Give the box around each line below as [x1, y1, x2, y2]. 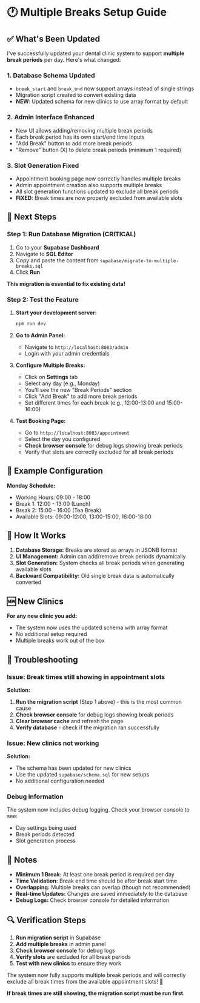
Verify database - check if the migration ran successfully [15, 724, 160, 731]
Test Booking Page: [15, 417, 66, 425]
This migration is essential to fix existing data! [7, 280, 126, 287]
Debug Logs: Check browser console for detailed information [15, 896, 170, 904]
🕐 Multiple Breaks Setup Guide [7, 5, 167, 19]
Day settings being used [15, 824, 76, 832]
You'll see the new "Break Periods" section [24, 386, 132, 393]
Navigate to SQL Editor [15, 250, 73, 257]
